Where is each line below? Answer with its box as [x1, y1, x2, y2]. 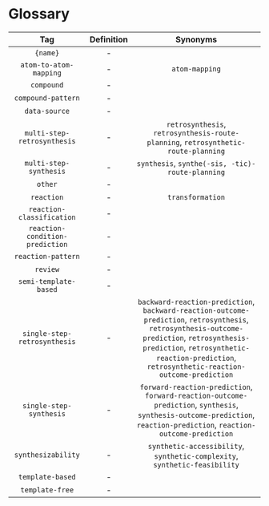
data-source [24, 106, 70, 115]
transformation [167, 192, 226, 201]
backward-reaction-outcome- [143, 306, 250, 315]
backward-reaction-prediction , [137, 296, 255, 307]
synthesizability [14, 450, 80, 459]
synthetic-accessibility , [147, 440, 245, 451]
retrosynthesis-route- [153, 128, 240, 137]
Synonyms [175, 34, 218, 45]
